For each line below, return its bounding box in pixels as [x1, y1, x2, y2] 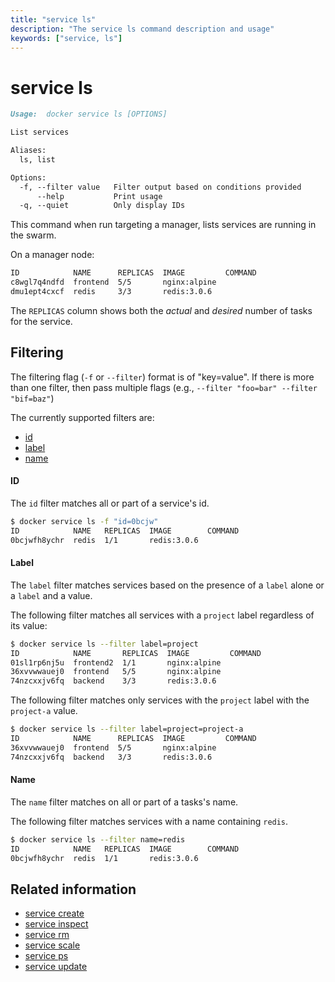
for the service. [10, 315, 73, 327]
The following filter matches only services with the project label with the [10, 694, 310, 706]
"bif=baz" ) [10, 392, 55, 404]
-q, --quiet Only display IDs [19, 201, 186, 211]
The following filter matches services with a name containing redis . [10, 815, 289, 827]
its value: [10, 619, 48, 631]
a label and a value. [10, 589, 93, 601]
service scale [24, 939, 81, 951]
